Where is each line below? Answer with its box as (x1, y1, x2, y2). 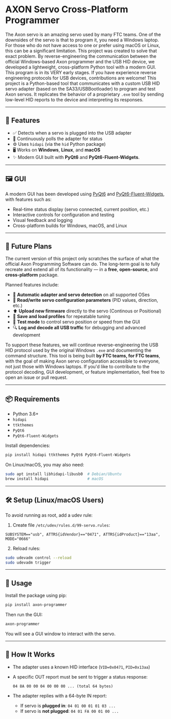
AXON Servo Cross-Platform (5, 4, 128, 15)
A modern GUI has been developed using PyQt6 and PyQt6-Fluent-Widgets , (5, 191, 165, 197)
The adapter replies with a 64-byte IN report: (12, 692, 107, 699)
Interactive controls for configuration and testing (12, 211, 115, 218)
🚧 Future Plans (5, 242, 52, 251)
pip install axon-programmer (5, 602, 67, 608)
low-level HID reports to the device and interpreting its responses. (5, 96, 144, 103)
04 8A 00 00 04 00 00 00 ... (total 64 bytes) (12, 684, 113, 689)
